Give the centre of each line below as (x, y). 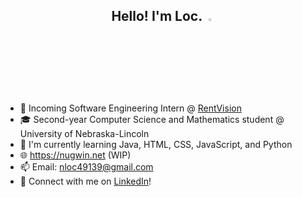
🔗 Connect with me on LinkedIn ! (85, 181)
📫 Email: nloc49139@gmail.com (86, 166)
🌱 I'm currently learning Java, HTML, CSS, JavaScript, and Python (156, 144)
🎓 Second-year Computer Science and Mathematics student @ (152, 119)
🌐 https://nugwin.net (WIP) (75, 155)
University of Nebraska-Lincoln (84, 133)
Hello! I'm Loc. (157, 16)
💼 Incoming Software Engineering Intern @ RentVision (130, 108)
